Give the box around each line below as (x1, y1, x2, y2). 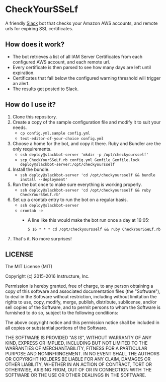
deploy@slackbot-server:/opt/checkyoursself (20, 162, 115, 167)
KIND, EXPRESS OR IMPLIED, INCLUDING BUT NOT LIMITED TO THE (5, 340, 148, 346)
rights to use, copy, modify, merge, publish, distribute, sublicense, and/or (5, 299, 157, 305)
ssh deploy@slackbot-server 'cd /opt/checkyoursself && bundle (20, 172, 156, 177)
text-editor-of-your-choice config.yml (20, 136, 104, 141)
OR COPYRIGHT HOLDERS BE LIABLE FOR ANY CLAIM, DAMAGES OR (5, 356, 151, 362)
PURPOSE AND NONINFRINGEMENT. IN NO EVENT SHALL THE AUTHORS (5, 351, 160, 357)
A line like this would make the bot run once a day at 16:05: (27, 217, 150, 223)
